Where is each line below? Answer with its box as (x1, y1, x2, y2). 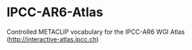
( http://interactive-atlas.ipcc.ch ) (6, 35, 99, 43)
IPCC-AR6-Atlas (6, 4, 103, 20)
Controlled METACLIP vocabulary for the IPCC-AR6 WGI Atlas (6, 27, 185, 36)
